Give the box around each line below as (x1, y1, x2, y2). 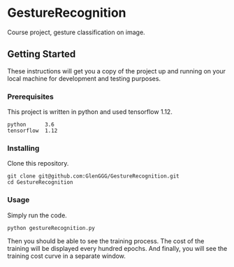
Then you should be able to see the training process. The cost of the (7, 236, 205, 245)
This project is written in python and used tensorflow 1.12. (7, 108, 173, 116)
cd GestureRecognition (7, 179, 73, 186)
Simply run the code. (7, 211, 68, 219)
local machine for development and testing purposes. (7, 74, 161, 82)
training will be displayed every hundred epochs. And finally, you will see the (7, 244, 228, 252)
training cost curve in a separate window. (7, 252, 126, 260)
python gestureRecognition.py (7, 224, 96, 231)
